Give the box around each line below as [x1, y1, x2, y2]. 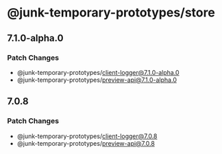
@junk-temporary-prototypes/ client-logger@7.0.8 [16, 132, 158, 140]
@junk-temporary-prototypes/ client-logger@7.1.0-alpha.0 [16, 68, 180, 76]
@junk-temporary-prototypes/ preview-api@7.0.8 [16, 139, 156, 147]
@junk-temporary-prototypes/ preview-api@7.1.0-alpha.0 [16, 76, 177, 84]
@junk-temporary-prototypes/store [7, 5, 216, 21]
